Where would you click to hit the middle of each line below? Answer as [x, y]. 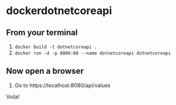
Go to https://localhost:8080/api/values [63, 85]
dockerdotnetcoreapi [59, 11]
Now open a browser [45, 71]
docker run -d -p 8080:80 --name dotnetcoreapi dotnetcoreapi [93, 53]
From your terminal [42, 33]
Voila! [13, 96]
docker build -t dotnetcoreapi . [56, 47]
